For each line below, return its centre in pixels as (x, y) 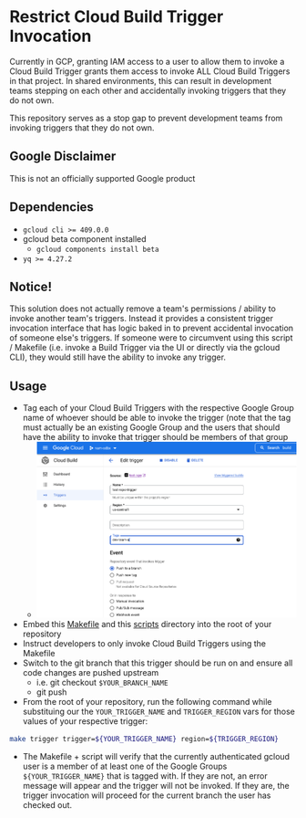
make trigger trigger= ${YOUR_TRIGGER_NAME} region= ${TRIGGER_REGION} (144, 739)
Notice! (31, 286)
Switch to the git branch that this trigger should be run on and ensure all (158, 663)
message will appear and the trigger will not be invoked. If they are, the (156, 786)
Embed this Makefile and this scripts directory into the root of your (147, 624)
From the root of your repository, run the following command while (147, 702)
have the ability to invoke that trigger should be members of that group (155, 437)
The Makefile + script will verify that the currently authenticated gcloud (156, 757)
